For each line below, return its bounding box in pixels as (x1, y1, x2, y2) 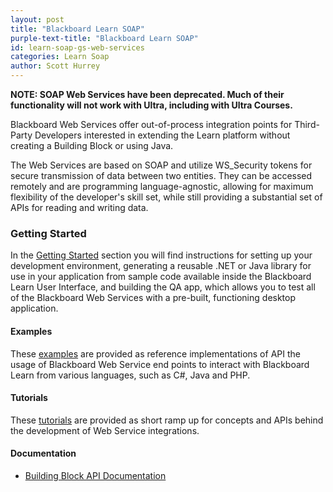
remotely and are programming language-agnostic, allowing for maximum (10, 181, 314, 192)
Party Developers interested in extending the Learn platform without (10, 129, 291, 141)
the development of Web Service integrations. (10, 424, 200, 436)
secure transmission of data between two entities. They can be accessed (10, 170, 313, 181)
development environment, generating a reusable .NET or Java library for (10, 260, 312, 272)
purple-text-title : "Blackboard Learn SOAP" (10, 33, 199, 43)
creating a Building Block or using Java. (10, 140, 174, 151)
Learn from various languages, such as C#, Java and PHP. (10, 369, 251, 381)
